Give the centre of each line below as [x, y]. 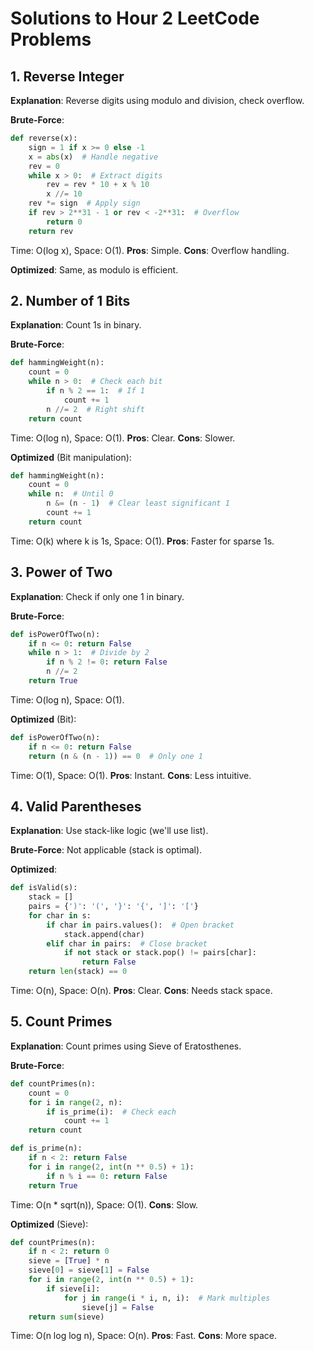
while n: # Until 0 [71, 494]
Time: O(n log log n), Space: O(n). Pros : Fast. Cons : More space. [144, 1336]
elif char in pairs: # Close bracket [127, 943]
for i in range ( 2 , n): [75, 1102]
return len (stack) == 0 [78, 972]
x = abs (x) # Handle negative [93, 157]
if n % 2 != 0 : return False [107, 662]
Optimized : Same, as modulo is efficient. [94, 269]
